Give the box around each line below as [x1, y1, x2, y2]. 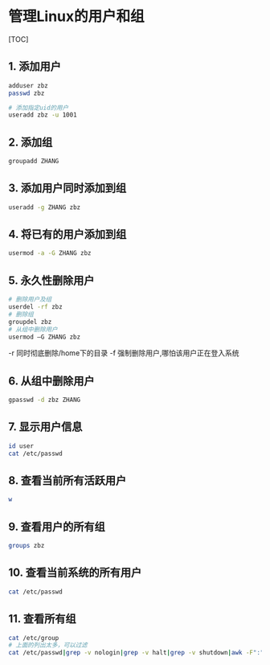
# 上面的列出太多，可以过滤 [8, 641, 88, 650]
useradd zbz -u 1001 [8, 111, 78, 119]
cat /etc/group [8, 634, 59, 642]
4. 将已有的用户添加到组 [8, 228, 127, 241]
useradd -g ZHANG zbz [8, 203, 81, 211]
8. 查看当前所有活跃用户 [8, 474, 127, 487]
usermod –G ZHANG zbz [8, 333, 81, 341]
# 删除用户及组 [8, 295, 52, 304]
